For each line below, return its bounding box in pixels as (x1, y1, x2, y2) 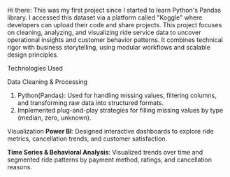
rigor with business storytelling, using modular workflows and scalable (7, 43, 211, 51)
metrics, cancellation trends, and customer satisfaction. (7, 134, 168, 143)
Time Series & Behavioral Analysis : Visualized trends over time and (7, 148, 203, 156)
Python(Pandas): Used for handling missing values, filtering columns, (17, 91, 217, 99)
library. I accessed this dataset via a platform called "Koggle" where (7, 13, 203, 22)
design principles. (7, 50, 59, 59)
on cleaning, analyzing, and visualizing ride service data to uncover (7, 28, 201, 36)
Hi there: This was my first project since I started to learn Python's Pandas (7, 6, 222, 14)
